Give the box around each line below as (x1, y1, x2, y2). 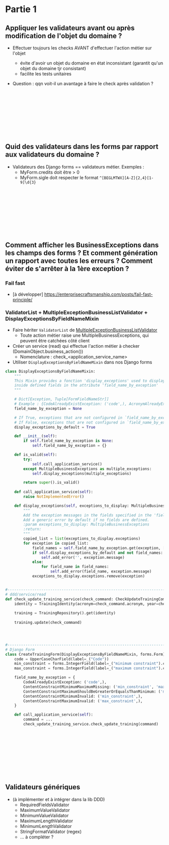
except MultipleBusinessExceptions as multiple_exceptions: (23, 466, 152, 471)
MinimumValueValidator (20, 812, 69, 818)
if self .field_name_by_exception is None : (23, 438, 114, 444)
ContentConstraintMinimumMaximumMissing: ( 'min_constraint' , (23, 684, 154, 690)
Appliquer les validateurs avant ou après (5, 24, 135, 32)
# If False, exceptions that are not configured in (14, 420, 125, 425)
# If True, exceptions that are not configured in (14, 415, 123, 420)
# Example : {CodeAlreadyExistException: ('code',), (14, 401, 127, 407)
